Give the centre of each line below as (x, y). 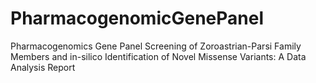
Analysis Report (43, 67)
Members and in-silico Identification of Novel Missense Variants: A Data (158, 56)
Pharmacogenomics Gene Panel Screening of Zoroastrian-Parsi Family (156, 46)
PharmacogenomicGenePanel (137, 18)
